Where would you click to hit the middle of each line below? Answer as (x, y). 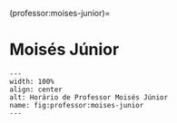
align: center (36, 90)
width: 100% (32, 81)
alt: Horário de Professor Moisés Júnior (89, 97)
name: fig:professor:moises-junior (77, 105)
